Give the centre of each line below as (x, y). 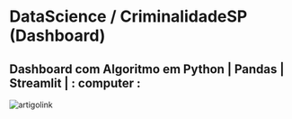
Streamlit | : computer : (75, 83)
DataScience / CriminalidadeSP (128, 17)
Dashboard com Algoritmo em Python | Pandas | (147, 69)
